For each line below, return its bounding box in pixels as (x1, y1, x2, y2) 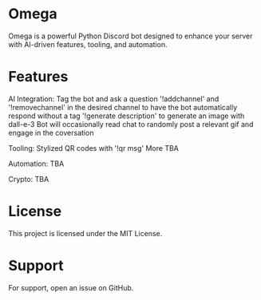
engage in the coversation (8, 128, 94, 137)
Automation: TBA (8, 159, 65, 168)
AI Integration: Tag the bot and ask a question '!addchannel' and (8, 93, 219, 104)
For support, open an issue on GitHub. (8, 282, 134, 292)
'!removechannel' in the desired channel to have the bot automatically (8, 102, 238, 112)
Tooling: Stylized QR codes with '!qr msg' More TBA (8, 143, 180, 152)
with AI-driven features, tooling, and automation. (8, 39, 168, 49)
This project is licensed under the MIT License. (8, 228, 163, 238)
